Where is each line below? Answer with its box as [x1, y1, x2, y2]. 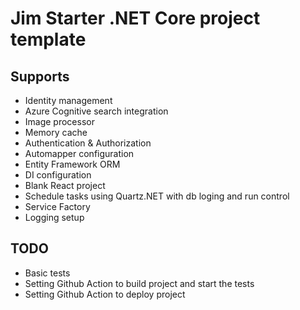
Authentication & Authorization [24, 137, 152, 149]
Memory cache [24, 127, 88, 138]
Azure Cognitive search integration [24, 105, 169, 117]
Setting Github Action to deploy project [24, 288, 186, 300]
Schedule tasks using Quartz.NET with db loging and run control [24, 190, 290, 202]
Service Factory [24, 201, 91, 212]
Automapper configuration [24, 148, 135, 159]
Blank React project [24, 180, 106, 191]
